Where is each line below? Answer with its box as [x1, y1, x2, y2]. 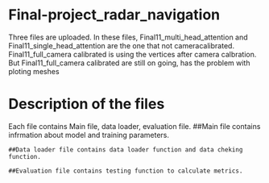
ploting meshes [8, 66, 60, 76]
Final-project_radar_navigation [8, 6, 221, 24]
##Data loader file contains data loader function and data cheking [8, 145, 243, 154]
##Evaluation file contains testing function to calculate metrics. [8, 167, 243, 175]
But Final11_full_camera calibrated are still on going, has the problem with [8, 58, 250, 68]
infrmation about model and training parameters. [8, 130, 170, 139]
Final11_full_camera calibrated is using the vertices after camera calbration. [8, 49, 257, 59]
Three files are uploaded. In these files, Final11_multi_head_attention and [8, 32, 248, 42]
